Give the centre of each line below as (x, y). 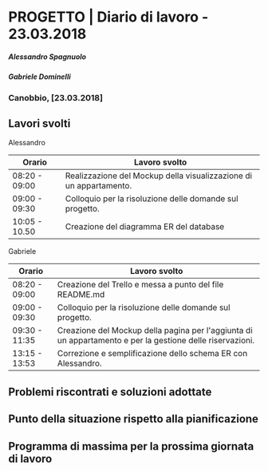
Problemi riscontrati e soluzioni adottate (110, 392)
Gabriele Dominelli (39, 77)
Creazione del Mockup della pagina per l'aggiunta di (155, 330)
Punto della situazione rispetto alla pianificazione (134, 419)
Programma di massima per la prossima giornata (131, 446)
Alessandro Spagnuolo (47, 57)
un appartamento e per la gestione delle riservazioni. (156, 341)
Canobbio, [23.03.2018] (56, 97)
